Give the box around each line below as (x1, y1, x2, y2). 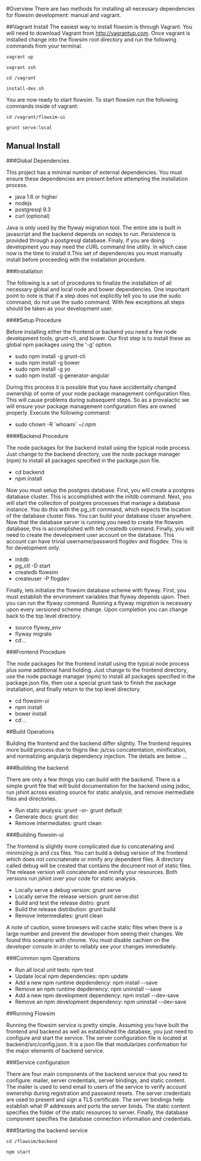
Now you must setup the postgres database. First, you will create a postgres (6, 486, 195, 494)
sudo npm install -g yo (14, 365, 71, 373)
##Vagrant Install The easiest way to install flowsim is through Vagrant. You (6, 23, 193, 30)
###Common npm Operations (6, 954, 80, 962)
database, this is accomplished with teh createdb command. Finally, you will (6, 525, 194, 532)
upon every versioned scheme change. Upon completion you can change (6, 605, 188, 613)
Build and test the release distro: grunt (14, 899, 110, 906)
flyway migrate (14, 630, 52, 637)
